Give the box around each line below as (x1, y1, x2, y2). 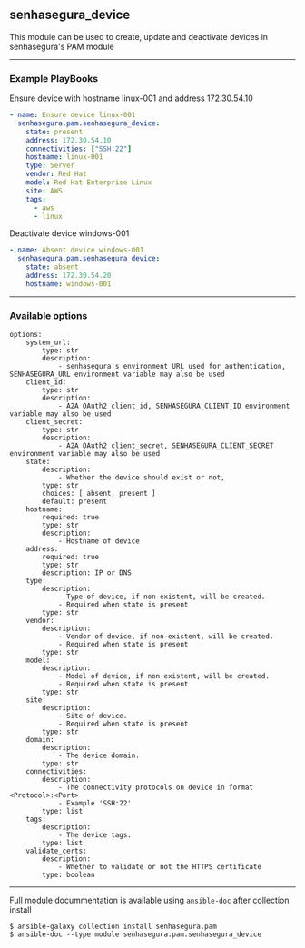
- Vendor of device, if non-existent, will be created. (57, 632, 274, 641)
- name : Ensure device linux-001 (9, 111, 136, 120)
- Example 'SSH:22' (57, 799, 132, 808)
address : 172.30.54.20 (25, 272, 112, 281)
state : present (25, 127, 84, 136)
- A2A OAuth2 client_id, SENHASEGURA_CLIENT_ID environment (57, 401, 290, 411)
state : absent (25, 262, 79, 272)
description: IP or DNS (42, 568, 132, 578)
